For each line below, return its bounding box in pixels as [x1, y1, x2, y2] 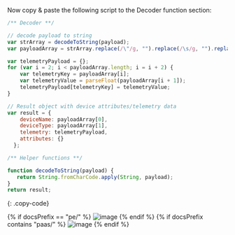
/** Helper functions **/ [7, 154, 83, 162]
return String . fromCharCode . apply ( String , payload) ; [16, 173, 173, 180]
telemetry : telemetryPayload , [20, 129, 108, 136]
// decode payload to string [7, 31, 92, 39]
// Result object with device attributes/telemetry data [7, 103, 177, 110]
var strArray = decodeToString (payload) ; [7, 38, 130, 45]
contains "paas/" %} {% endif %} [7, 220, 129, 229]
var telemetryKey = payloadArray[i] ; [20, 71, 130, 78]
